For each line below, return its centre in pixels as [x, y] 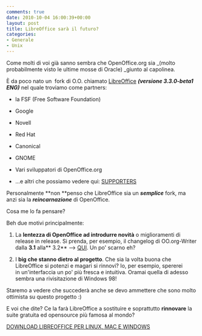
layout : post [23, 23]
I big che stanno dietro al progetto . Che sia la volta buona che [93, 259]
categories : [21, 35]
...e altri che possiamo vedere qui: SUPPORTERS [76, 181]
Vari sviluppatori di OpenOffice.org [59, 170]
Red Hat [25, 134]
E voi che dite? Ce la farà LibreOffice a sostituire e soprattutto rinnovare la [99, 308]
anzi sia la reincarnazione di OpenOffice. [58, 199]
